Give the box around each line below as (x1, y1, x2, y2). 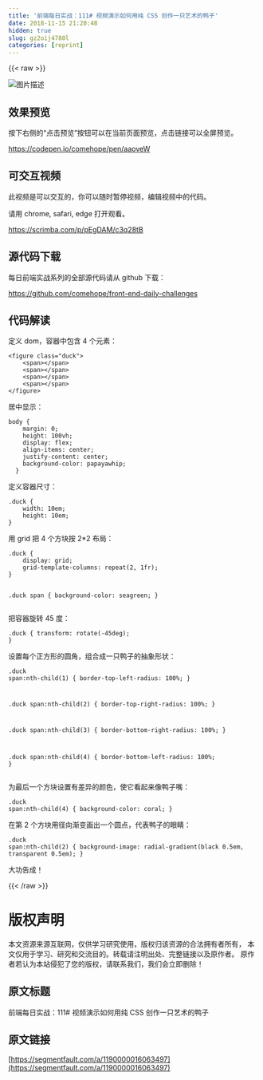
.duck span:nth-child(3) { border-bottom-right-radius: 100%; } (8, 726, 226, 734)
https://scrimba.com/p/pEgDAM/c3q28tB (8, 224, 143, 234)
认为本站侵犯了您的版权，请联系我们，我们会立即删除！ (22, 959, 204, 968)
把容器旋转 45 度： (8, 614, 70, 623)
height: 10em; (22, 512, 69, 520)
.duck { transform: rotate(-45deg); (8, 630, 130, 638)
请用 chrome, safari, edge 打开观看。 (8, 208, 130, 218)
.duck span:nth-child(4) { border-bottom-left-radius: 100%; (8, 753, 216, 761)
